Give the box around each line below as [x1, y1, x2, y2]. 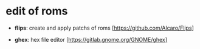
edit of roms [5, 4, 68, 18]
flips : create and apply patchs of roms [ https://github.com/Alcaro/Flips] [14, 24, 194, 31]
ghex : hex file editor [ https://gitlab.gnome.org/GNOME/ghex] [14, 36, 168, 43]
